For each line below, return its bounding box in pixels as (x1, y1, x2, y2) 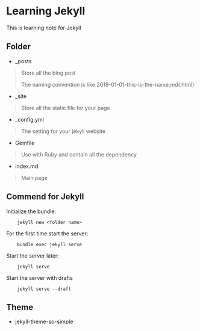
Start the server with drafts (6, 274, 73, 281)
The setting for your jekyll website (20, 128, 106, 135)
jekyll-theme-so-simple (14, 318, 73, 326)
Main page (20, 174, 48, 181)
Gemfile (14, 139, 35, 146)
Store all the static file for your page (20, 104, 110, 111)
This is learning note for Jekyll (6, 24, 81, 31)
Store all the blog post (20, 69, 77, 76)
